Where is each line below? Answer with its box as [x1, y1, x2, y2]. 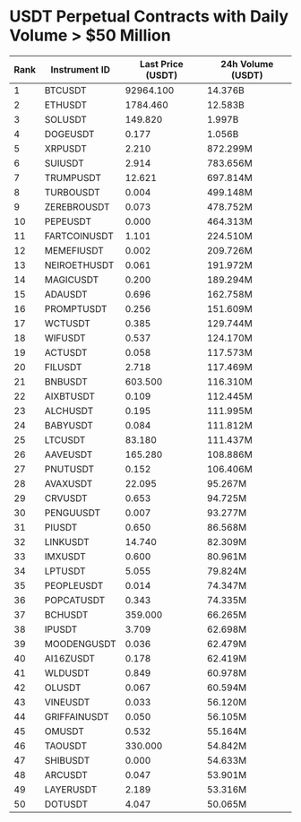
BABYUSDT [44, 419, 94, 431]
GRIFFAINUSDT [44, 710, 109, 722]
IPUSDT [44, 623, 78, 636]
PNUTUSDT [44, 463, 95, 475]
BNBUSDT [44, 375, 88, 387]
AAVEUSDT [44, 448, 93, 461]
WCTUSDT [44, 316, 91, 329]
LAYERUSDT [44, 783, 98, 795]
